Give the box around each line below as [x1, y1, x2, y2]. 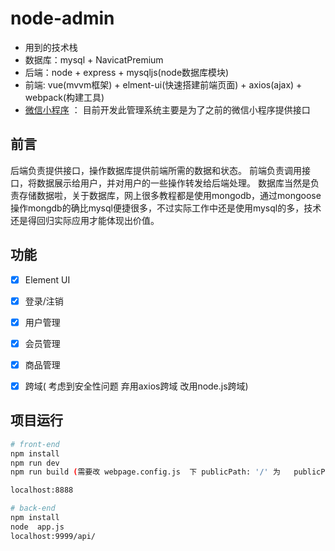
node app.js [10, 522, 65, 532]
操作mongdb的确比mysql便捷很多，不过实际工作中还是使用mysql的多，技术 [10, 202, 322, 214]
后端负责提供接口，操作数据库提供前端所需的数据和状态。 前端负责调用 [10, 164, 302, 176]
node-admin [10, 7, 115, 30]
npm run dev [10, 458, 60, 468]
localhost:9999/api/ [10, 531, 97, 541]
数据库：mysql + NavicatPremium [24, 53, 164, 66]
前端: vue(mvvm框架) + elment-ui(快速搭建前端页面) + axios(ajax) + [24, 78, 303, 91]
